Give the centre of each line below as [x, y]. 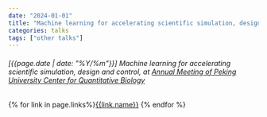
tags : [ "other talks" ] [46, 38]
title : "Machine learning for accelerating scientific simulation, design [135, 23]
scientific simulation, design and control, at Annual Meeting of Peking [122, 72]
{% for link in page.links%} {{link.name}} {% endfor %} [97, 105]
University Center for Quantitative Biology [77, 80]
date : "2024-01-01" [41, 16]
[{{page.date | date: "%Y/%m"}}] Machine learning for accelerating [120, 63]
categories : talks [39, 30]
